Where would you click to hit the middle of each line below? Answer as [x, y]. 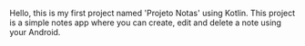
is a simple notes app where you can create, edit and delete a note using [146, 23]
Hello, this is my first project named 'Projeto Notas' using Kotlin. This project [152, 13]
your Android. [35, 32]
